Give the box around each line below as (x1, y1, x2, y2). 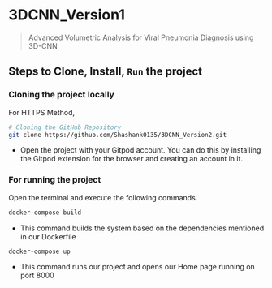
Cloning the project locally (8, 89, 115, 101)
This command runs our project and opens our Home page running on (19, 262, 256, 272)
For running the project (8, 174, 101, 186)
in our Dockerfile (19, 231, 76, 241)
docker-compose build (8, 208, 82, 217)
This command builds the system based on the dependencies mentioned (19, 223, 265, 233)
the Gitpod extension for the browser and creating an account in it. (19, 154, 244, 164)
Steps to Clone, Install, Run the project (8, 65, 203, 79)
